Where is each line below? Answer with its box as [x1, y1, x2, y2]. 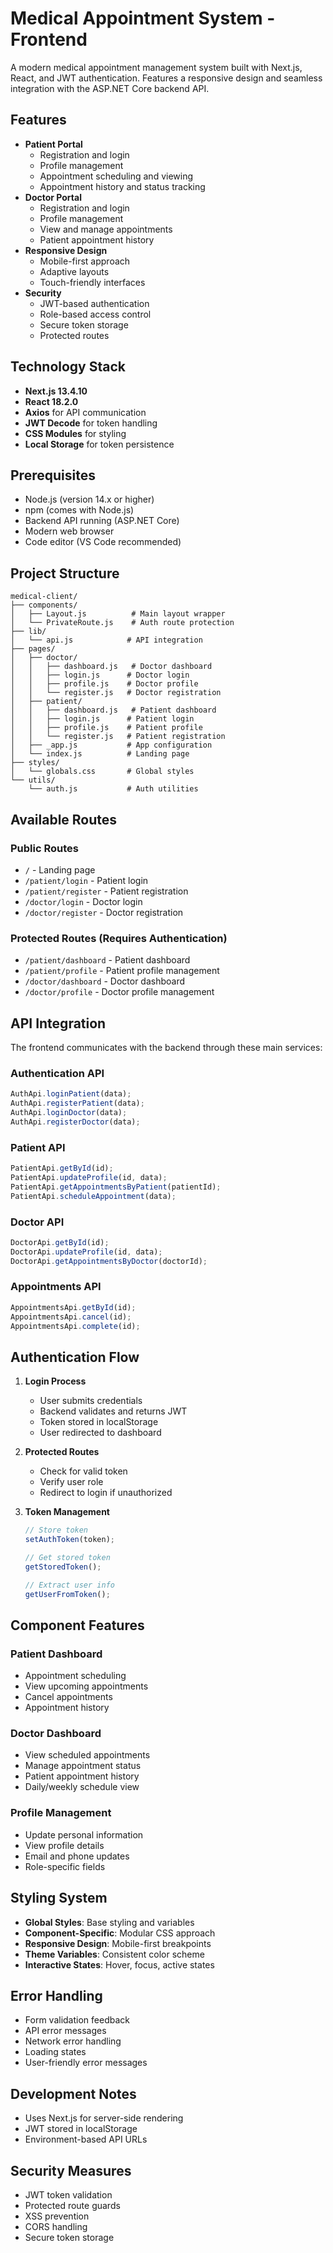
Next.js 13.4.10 [24, 385, 88, 397]
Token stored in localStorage [39, 1416, 159, 1428]
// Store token [24, 1525, 89, 1536]
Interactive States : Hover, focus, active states [24, 1958, 215, 1971]
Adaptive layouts [39, 265, 110, 277]
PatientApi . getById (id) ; [10, 1163, 114, 1174]
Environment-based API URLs [24, 2133, 148, 2146]
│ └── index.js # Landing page [10, 749, 190, 759]
